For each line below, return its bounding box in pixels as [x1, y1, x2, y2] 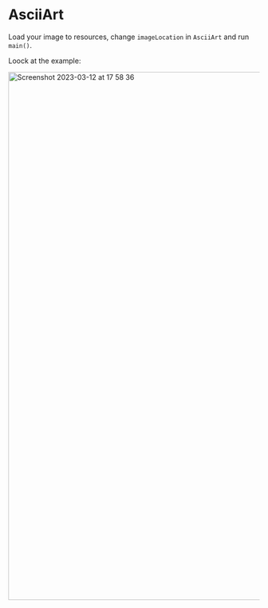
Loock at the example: [8, 56, 81, 65]
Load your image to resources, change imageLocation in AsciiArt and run [8, 32, 250, 41]
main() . [8, 40, 32, 49]
